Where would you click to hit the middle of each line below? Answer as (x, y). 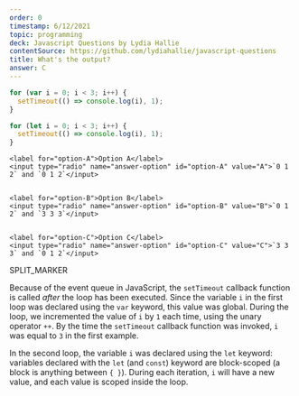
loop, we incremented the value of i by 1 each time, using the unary (135, 317)
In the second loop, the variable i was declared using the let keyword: (141, 354)
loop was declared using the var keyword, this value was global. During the (149, 307)
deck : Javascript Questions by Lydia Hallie (94, 43)
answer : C (28, 69)
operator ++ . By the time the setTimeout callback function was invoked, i (144, 327)
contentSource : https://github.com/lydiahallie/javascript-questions (143, 51)
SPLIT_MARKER (38, 271)
